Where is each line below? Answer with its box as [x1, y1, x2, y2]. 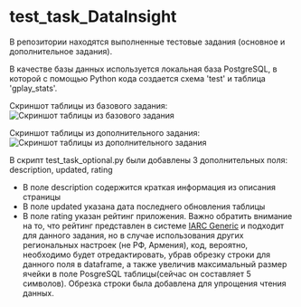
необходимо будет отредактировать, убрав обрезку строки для [22, 249, 271, 260]
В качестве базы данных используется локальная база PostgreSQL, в [9, 63, 277, 74]
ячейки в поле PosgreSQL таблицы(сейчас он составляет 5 [22, 268, 251, 279]
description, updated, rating [9, 164, 113, 175]
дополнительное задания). [9, 45, 113, 56]
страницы [22, 191, 61, 202]
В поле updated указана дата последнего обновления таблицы [22, 201, 266, 212]
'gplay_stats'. [9, 82, 58, 93]
